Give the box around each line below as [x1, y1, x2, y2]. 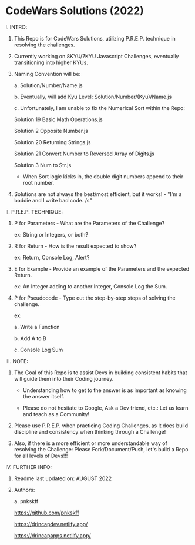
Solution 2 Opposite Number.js [14, 127, 89, 134]
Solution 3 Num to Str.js [14, 161, 72, 168]
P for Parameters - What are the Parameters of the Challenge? [14, 220, 165, 227]
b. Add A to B [14, 334, 46, 342]
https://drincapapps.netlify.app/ [14, 531, 92, 539]
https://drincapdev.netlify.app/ [14, 520, 88, 527]
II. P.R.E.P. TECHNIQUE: [5, 208, 63, 215]
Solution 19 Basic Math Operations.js [14, 116, 103, 123]
